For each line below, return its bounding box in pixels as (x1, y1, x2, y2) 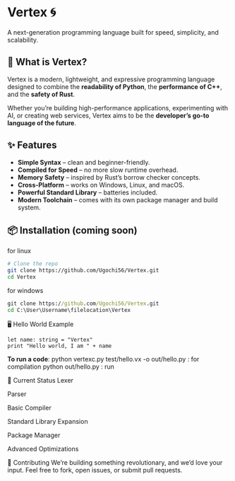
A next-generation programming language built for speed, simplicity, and (7, 28, 219, 36)
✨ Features (7, 139, 57, 151)
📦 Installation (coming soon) (7, 224, 138, 236)
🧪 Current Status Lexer (7, 376, 74, 384)
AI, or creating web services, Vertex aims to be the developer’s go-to (7, 111, 210, 120)
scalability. (7, 35, 39, 44)
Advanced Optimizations (7, 444, 79, 453)
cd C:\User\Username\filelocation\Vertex (7, 306, 131, 313)
